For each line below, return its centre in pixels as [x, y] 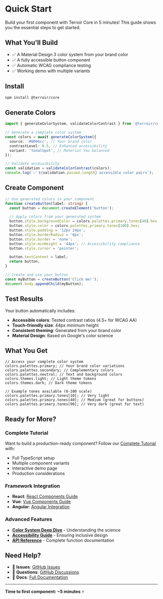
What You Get [26, 351]
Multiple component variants [41, 463]
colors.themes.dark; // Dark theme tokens [49, 383]
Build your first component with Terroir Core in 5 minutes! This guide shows [81, 22]
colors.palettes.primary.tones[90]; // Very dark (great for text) [75, 404]
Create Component [34, 188]
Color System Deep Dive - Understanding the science [66, 530]
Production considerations [38, 473]
